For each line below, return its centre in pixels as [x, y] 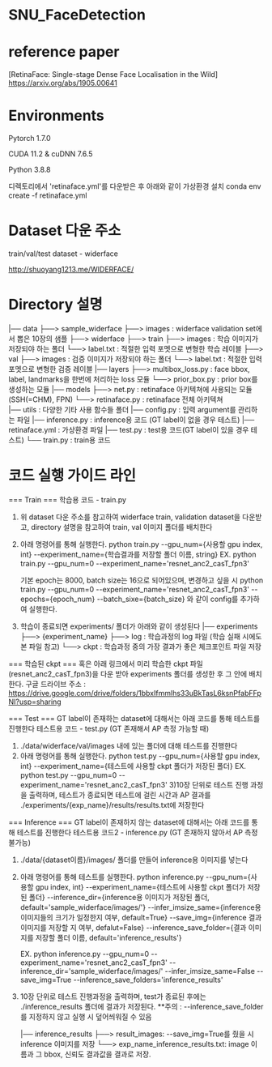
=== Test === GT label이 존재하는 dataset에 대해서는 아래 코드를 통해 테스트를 [134, 718]
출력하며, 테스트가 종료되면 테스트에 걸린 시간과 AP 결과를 [120, 795]
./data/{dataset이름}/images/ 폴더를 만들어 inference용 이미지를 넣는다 [134, 860]
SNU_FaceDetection [77, 15]
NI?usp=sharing [35, 702]
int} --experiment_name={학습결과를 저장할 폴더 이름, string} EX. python [138, 554]
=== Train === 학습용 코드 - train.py [68, 499]
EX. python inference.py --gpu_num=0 [85, 954]
